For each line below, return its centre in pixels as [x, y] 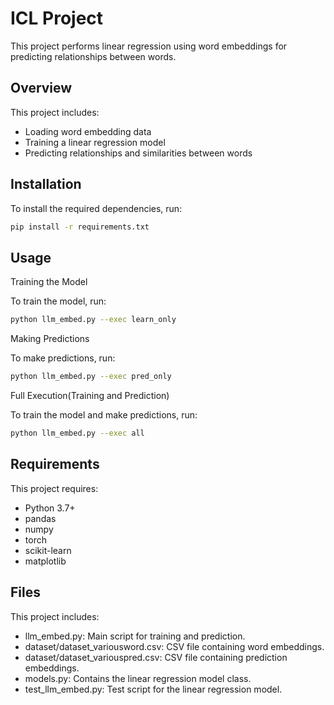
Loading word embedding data [88, 131]
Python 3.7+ [50, 508]
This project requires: [54, 488]
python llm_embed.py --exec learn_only [93, 320]
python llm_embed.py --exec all [77, 433]
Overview [41, 88]
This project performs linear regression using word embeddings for [149, 46]
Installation [46, 184]
